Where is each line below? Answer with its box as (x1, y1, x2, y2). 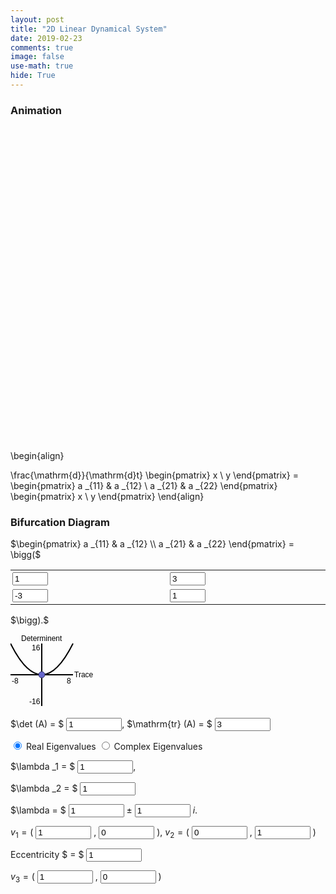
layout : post (10, 14, 65, 25)
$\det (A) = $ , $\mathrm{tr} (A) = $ (10, 718, 213, 730)
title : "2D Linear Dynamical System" (10, 24, 168, 34)
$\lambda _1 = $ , (10, 761, 137, 773)
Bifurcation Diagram (10, 516, 110, 530)
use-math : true (10, 61, 74, 71)
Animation (10, 103, 62, 117)
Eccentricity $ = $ (10, 849, 85, 861)
